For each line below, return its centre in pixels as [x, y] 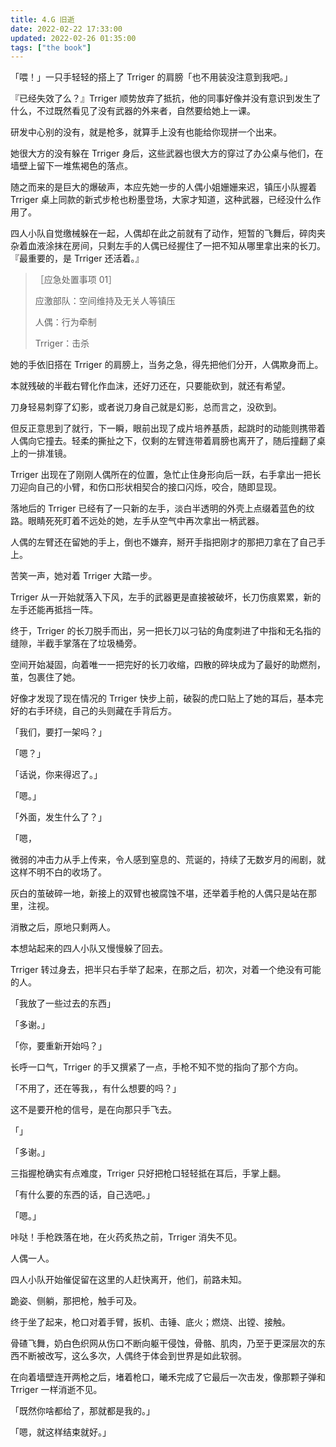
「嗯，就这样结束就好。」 [61, 1432]
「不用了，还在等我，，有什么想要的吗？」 [96, 1088]
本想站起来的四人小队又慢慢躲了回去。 [89, 948]
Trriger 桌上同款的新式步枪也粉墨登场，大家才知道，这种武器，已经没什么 [161, 200]
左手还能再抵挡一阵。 [54, 610]
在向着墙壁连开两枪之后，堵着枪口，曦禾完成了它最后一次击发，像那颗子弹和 [168, 1377]
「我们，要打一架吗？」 [58, 732]
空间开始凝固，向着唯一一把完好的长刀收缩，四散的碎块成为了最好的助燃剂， [168, 665]
